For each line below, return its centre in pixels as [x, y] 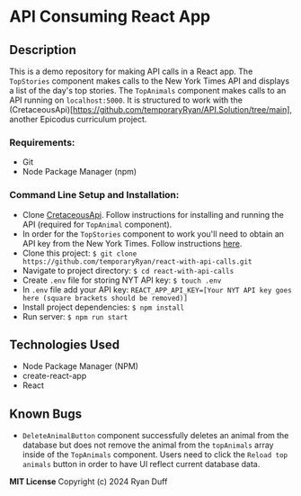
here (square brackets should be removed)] [105, 298]
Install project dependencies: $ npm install [103, 307]
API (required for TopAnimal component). [97, 224]
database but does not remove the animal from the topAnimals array [148, 445]
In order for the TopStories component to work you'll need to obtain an [153, 234]
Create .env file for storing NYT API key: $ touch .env [122, 280]
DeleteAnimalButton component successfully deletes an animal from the [155, 436]
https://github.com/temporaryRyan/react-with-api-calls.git [137, 262]
